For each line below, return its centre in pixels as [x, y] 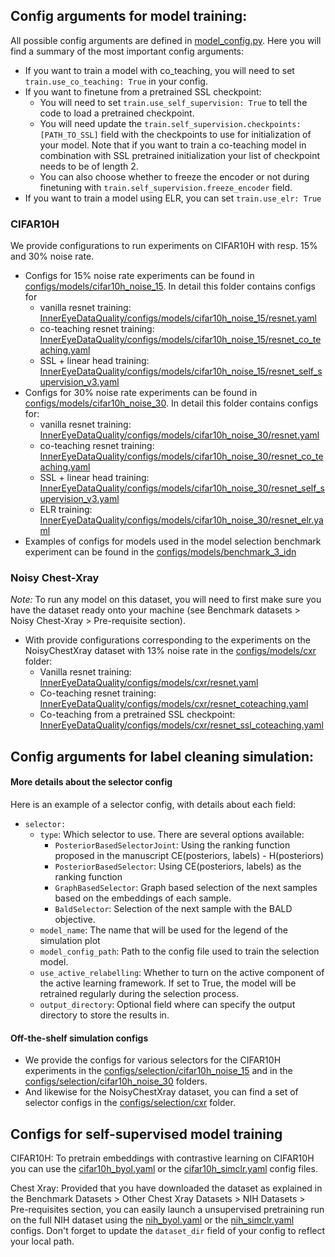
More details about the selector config [91, 782]
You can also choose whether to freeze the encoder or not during [174, 176]
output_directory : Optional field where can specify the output [167, 1004]
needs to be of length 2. [89, 166]
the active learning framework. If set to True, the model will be [168, 983]
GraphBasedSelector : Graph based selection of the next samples [186, 887]
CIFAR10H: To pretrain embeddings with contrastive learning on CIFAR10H [162, 1158]
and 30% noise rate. [52, 256]
